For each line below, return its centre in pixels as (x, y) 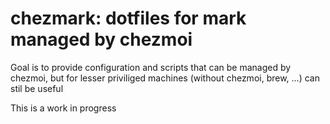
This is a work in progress (63, 108)
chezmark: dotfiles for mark (128, 18)
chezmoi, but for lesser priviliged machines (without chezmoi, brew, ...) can (165, 78)
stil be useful (37, 88)
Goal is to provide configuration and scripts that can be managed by (151, 67)
